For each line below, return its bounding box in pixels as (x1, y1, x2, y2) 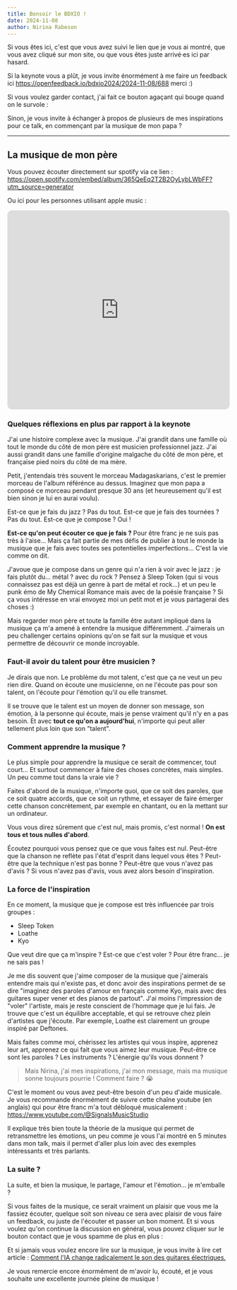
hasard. (7, 58, 30, 67)
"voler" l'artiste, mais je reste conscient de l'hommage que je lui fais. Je (7, 1002, 216, 1010)
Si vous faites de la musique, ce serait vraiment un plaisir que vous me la (7, 1202, 219, 1210)
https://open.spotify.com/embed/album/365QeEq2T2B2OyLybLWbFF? (7, 175, 213, 184)
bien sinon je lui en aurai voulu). (7, 494, 100, 502)
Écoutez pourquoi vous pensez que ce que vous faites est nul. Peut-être (7, 844, 217, 853)
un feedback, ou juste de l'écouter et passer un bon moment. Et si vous (7, 1216, 215, 1225)
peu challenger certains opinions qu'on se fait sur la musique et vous (7, 631, 208, 640)
